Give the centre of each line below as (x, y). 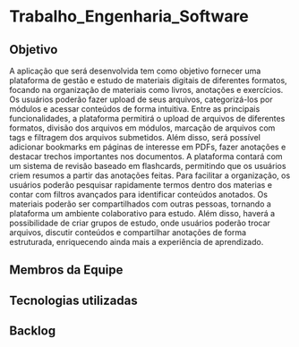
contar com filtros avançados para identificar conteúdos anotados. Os (139, 195)
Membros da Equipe (66, 270)
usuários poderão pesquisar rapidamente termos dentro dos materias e (141, 185)
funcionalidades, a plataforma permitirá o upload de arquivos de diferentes (147, 118)
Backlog (33, 331)
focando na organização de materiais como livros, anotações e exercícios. (146, 90)
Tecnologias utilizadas (73, 300)
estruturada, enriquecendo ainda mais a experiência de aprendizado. (137, 242)
